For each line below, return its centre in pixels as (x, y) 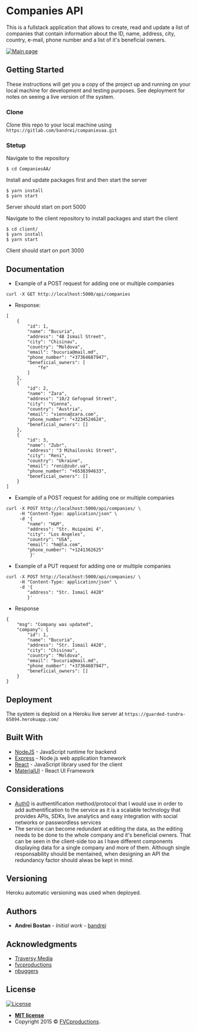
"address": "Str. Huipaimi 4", (66, 529)
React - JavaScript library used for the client (68, 764)
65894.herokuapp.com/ (33, 719)
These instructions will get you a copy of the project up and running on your (98, 84)
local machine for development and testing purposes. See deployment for (96, 90)
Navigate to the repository (38, 158)
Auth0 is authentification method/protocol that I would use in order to (98, 803)
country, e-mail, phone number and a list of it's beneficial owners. (86, 40)
